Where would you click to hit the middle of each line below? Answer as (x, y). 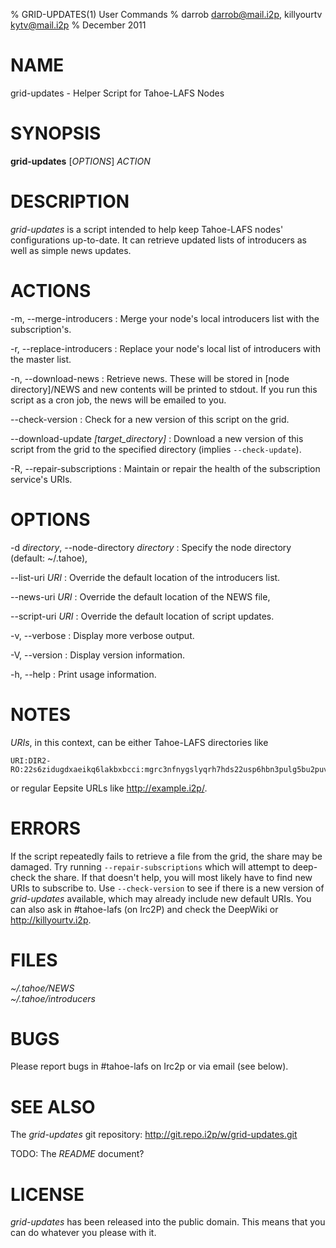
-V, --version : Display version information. (98, 655)
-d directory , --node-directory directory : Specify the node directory (151, 547)
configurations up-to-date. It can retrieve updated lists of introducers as (159, 240)
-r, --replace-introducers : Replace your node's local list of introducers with (165, 348)
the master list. (41, 359)
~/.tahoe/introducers (53, 998)
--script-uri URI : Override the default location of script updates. (142, 616)
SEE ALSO (53, 1106)
